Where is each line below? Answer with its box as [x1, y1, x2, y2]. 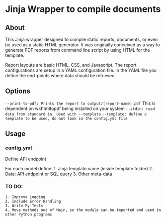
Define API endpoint [5, 156, 46, 162]
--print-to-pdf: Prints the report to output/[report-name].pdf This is [5, 100, 156, 106]
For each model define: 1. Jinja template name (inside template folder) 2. [5, 165, 153, 171]
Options [5, 87, 31, 96]
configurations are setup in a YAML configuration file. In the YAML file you [5, 67, 157, 73]
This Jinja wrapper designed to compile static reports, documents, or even [5, 36, 158, 42]
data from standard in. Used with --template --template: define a [5, 111, 147, 116]
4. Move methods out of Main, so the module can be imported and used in [5, 208, 162, 213]
